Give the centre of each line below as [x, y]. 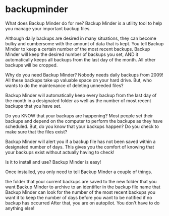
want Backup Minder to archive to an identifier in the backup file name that [83, 187]
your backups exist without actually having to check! [60, 152]
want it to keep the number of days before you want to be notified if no [79, 197]
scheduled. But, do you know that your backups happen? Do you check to [82, 126]
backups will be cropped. [32, 65]
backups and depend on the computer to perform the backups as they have [84, 121]
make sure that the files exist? [36, 131]
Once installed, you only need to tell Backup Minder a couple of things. [79, 172]
